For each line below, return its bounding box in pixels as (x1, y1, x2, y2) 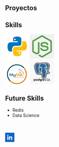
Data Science (12, 112, 40, 118)
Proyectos (5, 4, 37, 12)
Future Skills (5, 94, 44, 103)
